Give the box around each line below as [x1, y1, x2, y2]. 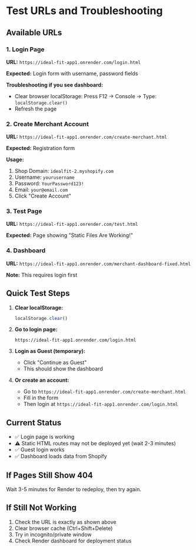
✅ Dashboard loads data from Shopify [14, 453, 107, 460]
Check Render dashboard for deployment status [14, 537, 132, 544]
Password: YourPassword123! [14, 180, 84, 187]
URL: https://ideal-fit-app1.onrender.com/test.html [6, 221, 138, 228]
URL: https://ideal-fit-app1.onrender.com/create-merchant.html [6, 134, 167, 141]
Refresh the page [14, 105, 57, 112]
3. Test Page [6, 207, 42, 215]
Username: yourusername [14, 174, 75, 181]
